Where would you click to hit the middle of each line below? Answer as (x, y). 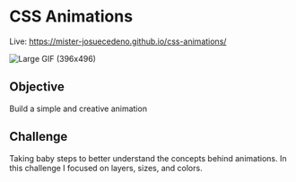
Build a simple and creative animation (78, 108)
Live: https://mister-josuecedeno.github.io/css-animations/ (118, 41)
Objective (37, 87)
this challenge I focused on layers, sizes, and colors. (106, 168)
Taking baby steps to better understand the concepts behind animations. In (148, 158)
